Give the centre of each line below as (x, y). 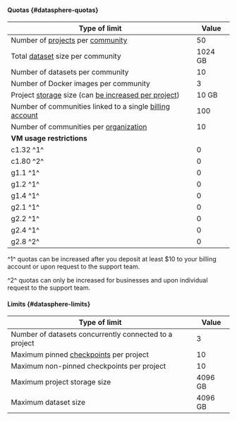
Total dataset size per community (66, 57)
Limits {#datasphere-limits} (49, 304)
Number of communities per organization (79, 127)
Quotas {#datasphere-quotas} (53, 10)
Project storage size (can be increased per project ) (95, 95)
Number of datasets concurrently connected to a (92, 334)
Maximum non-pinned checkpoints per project (89, 366)
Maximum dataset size (48, 403)
